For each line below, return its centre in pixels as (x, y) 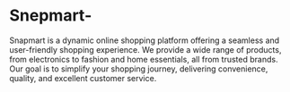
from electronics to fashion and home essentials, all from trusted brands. (144, 59)
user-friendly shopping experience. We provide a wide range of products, (145, 49)
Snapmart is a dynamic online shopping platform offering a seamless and (145, 40)
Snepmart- (51, 16)
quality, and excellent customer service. (83, 78)
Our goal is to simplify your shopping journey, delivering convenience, (139, 69)
